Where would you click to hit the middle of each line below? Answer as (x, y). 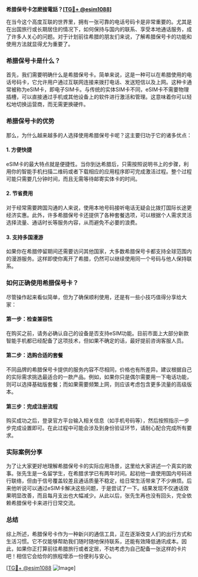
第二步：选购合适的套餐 (34, 355)
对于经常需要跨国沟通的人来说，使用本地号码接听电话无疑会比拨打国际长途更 (99, 208)
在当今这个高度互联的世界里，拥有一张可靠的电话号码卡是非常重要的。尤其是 (99, 22)
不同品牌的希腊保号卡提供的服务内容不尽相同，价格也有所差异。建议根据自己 (99, 369)
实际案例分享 (24, 452)
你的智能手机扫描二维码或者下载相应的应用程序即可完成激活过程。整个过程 (101, 171)
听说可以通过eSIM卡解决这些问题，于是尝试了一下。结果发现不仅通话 (100, 488)
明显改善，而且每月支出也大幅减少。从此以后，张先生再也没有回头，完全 (99, 495)
